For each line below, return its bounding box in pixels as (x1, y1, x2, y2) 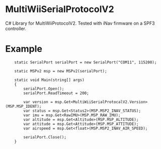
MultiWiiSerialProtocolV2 (5, 4, 115, 15)
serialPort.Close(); (23, 134, 67, 139)
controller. (5, 25, 27, 31)
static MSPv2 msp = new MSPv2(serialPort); (14, 68, 108, 73)
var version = (23, 99, 53, 104)
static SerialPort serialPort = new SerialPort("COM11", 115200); (14, 59, 157, 65)
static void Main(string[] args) (14, 77, 85, 83)
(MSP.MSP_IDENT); (5, 104, 42, 109)
